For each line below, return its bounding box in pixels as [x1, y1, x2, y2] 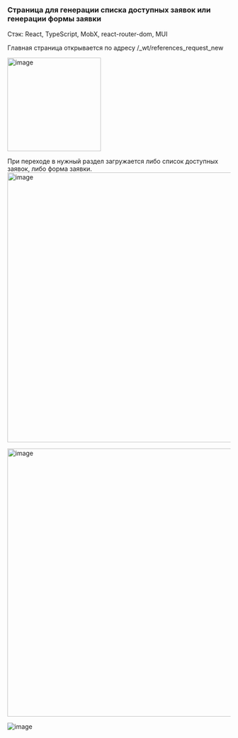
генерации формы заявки [7, 13, 101, 23]
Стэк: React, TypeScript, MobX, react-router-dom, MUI [7, 30, 168, 38]
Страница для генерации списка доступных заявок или [7, 5, 211, 15]
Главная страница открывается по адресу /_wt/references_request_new [7, 44, 224, 52]
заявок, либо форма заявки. [7, 164, 92, 173]
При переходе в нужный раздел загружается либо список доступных [7, 157, 218, 166]
